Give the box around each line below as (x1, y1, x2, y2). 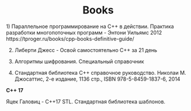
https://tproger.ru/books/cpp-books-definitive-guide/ (6, 35, 134, 42)
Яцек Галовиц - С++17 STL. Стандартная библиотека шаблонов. (6, 98, 165, 105)
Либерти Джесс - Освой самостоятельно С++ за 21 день (14, 46, 158, 53)
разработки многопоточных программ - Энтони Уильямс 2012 (6, 29, 162, 36)
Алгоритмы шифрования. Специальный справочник (14, 58, 144, 65)
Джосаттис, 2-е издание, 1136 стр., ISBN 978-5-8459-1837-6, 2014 (14, 75, 180, 82)
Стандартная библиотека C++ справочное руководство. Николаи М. (14, 69, 186, 76)
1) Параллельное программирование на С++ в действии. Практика (6, 23, 174, 30)
